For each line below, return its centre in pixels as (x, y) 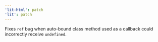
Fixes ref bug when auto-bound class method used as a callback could (79, 28)
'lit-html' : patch (24, 10)
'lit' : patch (18, 14)
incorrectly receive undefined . (36, 34)
